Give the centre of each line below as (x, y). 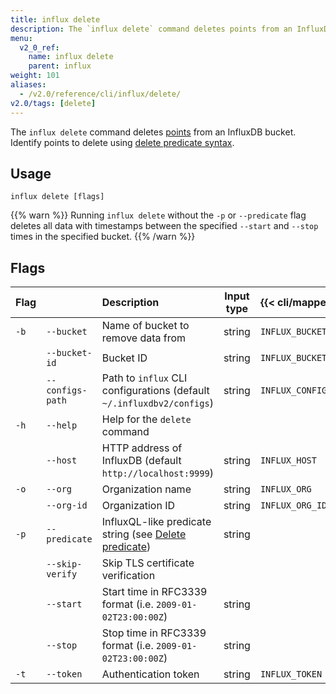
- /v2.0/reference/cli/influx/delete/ (100, 94)
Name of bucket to (145, 326)
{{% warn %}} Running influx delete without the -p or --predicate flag (158, 215)
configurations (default (155, 391)
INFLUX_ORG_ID (293, 505)
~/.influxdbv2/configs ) (157, 403)
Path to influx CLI (144, 378)
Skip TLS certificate (148, 563)
